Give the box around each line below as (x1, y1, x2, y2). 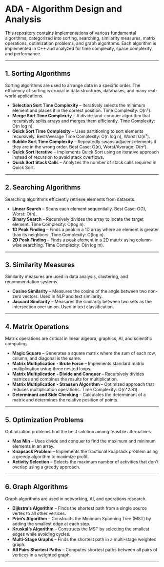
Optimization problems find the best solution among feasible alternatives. (5, 429, 152, 434)
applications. (17, 93, 43, 99)
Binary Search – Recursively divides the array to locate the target (12, 216, 144, 222)
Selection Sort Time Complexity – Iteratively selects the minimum (12, 102, 145, 108)
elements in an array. (12, 443, 55, 449)
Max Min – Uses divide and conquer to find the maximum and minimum (12, 438, 156, 444)
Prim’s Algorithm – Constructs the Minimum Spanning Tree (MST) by (12, 515, 151, 521)
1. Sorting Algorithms (5, 69, 71, 78)
